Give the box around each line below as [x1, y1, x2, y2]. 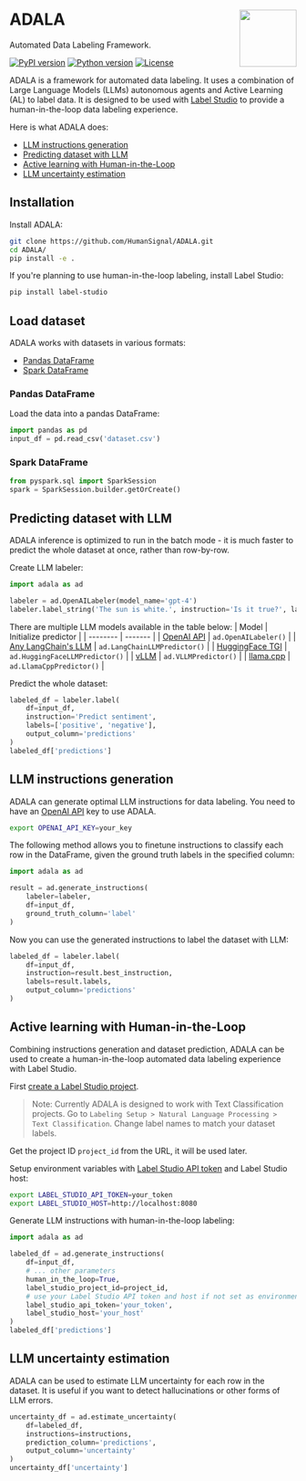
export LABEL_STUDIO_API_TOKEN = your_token [9, 1190, 173, 1200]
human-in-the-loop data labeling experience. [9, 103, 178, 114]
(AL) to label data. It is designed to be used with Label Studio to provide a [9, 94, 285, 105]
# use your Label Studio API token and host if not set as [25, 1292, 255, 1301]
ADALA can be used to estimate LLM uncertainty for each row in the [9, 1375, 266, 1386]
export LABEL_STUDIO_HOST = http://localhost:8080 [9, 1199, 198, 1208]
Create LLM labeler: [9, 562, 84, 572]
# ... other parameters [25, 1266, 117, 1276]
